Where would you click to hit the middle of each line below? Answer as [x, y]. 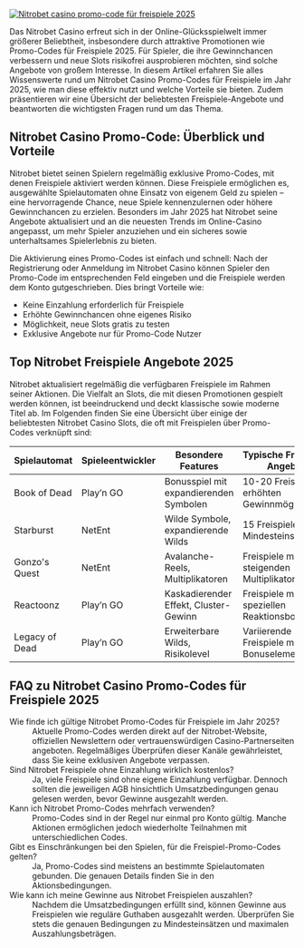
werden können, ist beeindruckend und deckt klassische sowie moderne [145, 403]
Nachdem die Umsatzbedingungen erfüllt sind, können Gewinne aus [159, 905]
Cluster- [212, 605]
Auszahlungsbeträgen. [74, 933]
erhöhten [262, 493]
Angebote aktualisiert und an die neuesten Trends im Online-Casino [136, 221]
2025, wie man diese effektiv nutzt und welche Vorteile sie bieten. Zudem [146, 89]
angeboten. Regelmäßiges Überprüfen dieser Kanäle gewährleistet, [157, 751]
